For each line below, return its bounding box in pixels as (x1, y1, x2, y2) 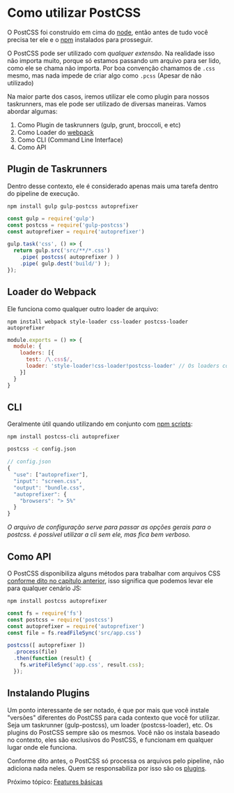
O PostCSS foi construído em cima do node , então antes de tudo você (7, 28, 209, 36)
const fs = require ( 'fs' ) (7, 610, 82, 617)
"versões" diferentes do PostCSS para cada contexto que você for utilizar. (7, 713, 221, 722)
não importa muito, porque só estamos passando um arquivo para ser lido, (7, 56, 221, 64)
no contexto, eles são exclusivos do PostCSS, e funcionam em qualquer (7, 736, 214, 744)
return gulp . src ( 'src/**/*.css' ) (13, 247, 111, 255)
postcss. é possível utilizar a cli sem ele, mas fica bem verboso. (7, 530, 191, 539)
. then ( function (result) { (13, 655, 92, 662)
